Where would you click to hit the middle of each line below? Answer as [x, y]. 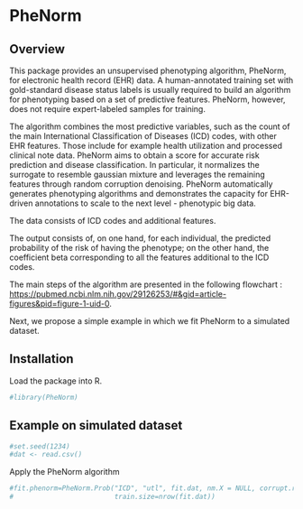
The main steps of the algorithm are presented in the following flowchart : [146, 284]
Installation [41, 359]
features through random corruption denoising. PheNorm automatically [141, 184]
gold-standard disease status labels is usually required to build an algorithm [150, 90]
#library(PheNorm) [44, 397]
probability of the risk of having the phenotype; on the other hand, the [139, 248]
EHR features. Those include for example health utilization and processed [146, 146]
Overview [37, 49]
